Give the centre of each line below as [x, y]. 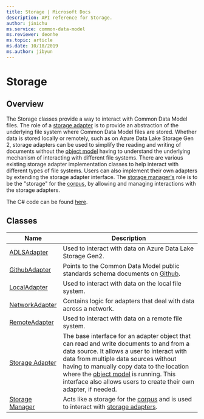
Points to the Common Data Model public [121, 266]
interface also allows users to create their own [128, 381]
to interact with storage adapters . [110, 407]
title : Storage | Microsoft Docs [49, 12]
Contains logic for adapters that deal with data [129, 301]
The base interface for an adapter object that [127, 336]
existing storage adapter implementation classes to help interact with [93, 164]
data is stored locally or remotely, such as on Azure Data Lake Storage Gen [100, 138]
